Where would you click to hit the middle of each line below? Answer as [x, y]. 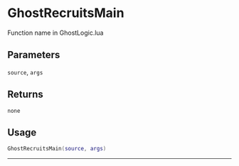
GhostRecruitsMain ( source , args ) [57, 149]
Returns [26, 95]
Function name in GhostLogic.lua [55, 33]
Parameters [34, 55]
